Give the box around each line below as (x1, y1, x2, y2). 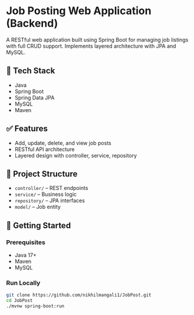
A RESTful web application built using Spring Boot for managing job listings (6, 36, 189, 43)
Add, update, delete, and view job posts (14, 139, 111, 146)
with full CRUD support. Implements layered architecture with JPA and (6, 42, 176, 50)
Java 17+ (14, 252, 37, 259)
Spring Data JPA (14, 94, 55, 101)
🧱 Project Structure (6, 169, 78, 179)
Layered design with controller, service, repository (14, 152, 137, 159)
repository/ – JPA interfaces (14, 197, 86, 204)
